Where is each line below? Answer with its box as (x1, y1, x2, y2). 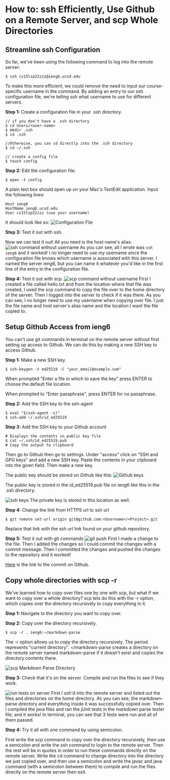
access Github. (5, 347, 37, 353)
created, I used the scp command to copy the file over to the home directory (5, 287, 165, 292)
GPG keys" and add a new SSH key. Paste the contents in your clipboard (5, 457, 157, 463)
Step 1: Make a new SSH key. (5, 357, 66, 363)
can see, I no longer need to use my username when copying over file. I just (5, 297, 164, 303)
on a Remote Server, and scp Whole (5, 14, 158, 26)
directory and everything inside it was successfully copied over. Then (18, 700, 164, 706)
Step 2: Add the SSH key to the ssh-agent (5, 400, 93, 406)
